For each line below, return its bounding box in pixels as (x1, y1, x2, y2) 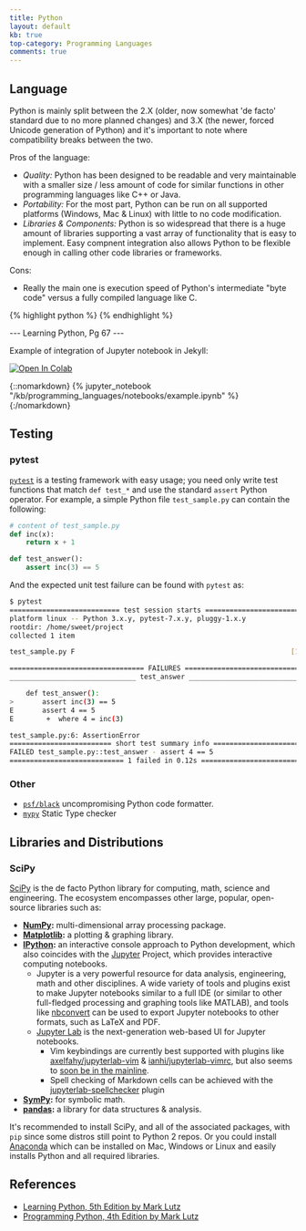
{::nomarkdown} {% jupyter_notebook (9, 380, 152, 391)
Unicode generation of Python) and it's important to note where (9, 124, 248, 135)
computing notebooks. (22, 958, 107, 969)
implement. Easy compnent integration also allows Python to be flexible (22, 237, 291, 248)
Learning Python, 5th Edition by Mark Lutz (22, 1201, 181, 1212)
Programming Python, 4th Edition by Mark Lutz (22, 1210, 199, 1222)
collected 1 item (9, 631, 76, 640)
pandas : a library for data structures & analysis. (22, 1103, 202, 1114)
